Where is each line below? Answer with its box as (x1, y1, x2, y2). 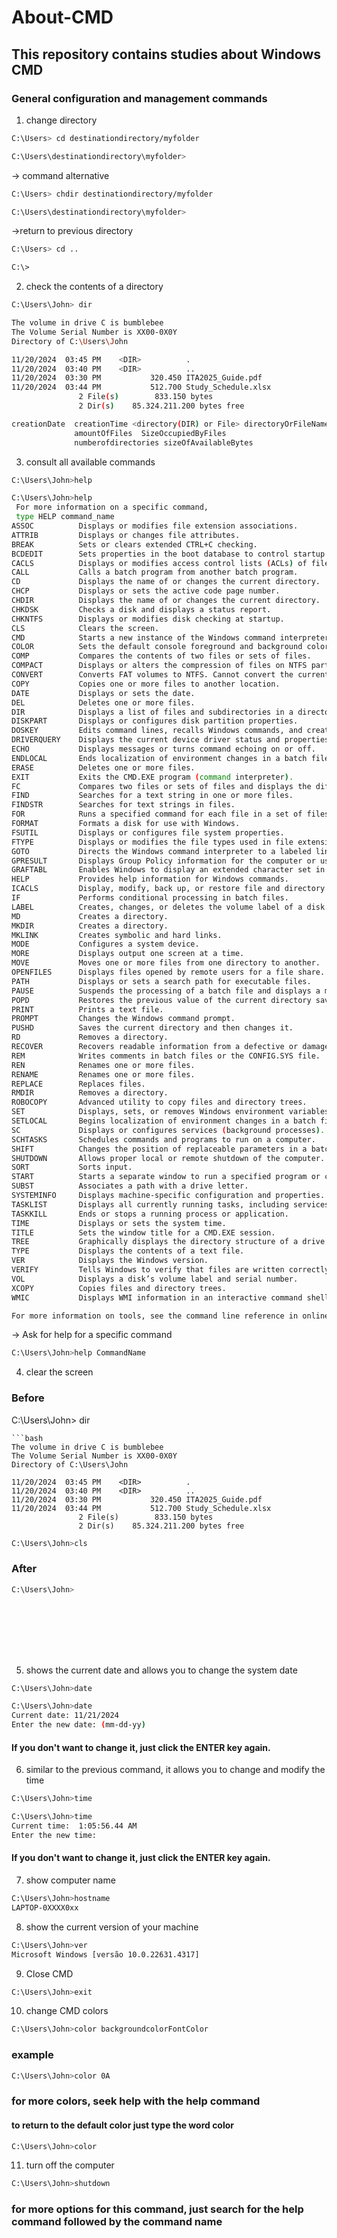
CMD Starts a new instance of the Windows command (11, 632, 276, 643)
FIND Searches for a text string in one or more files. (11, 791, 294, 801)
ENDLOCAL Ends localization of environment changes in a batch (11, 753, 308, 763)
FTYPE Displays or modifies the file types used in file (11, 837, 294, 847)
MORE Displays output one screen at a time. (11, 949, 245, 959)
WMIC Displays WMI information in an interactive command (11, 1292, 303, 1303)
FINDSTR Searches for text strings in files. (11, 800, 236, 810)
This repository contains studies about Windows (11, 46, 322, 63)
